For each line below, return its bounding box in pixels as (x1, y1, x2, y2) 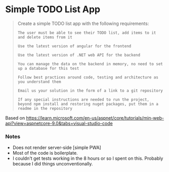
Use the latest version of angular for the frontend (17, 43, 132, 49)
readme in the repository (17, 106, 72, 111)
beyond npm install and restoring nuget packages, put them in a (17, 101, 158, 106)
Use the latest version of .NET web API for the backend (17, 52, 141, 58)
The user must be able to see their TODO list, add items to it (17, 30, 156, 35)
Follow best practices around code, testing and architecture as (17, 75, 158, 80)
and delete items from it (17, 35, 72, 40)
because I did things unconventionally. (12, 161, 93, 167)
